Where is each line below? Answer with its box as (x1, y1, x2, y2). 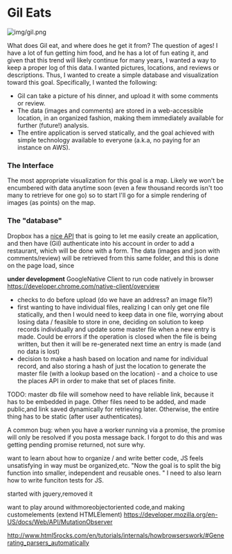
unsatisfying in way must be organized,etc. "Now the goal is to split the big (7, 461, 221, 469)
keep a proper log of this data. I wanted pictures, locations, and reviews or (7, 63, 220, 72)
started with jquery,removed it (7, 489, 93, 498)
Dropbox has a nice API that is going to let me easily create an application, (7, 231, 220, 240)
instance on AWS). (17, 143, 71, 151)
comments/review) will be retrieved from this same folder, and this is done (7, 253, 219, 262)
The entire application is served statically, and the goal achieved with (17, 128, 215, 137)
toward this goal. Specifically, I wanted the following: (7, 78, 158, 86)
